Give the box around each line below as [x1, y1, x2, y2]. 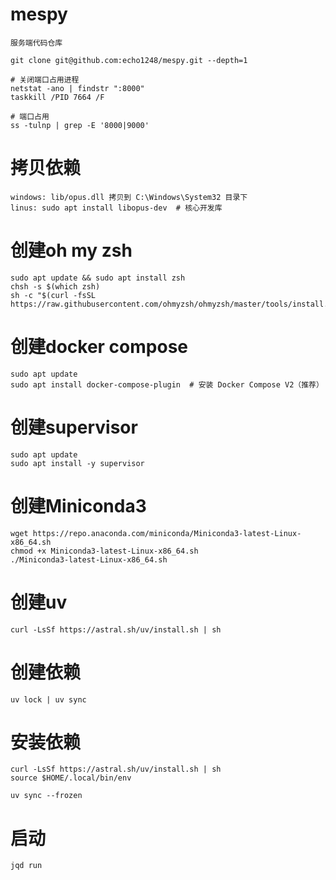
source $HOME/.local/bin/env [10, 773, 132, 783]
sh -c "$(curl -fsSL [10, 290, 97, 300]
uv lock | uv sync [10, 694, 87, 705]
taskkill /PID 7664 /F [10, 92, 105, 102]
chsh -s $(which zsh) [10, 281, 101, 292]
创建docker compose [10, 336, 189, 358]
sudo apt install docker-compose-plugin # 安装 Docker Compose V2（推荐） [10, 379, 324, 390]
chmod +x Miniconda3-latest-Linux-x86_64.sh [10, 546, 199, 556]
